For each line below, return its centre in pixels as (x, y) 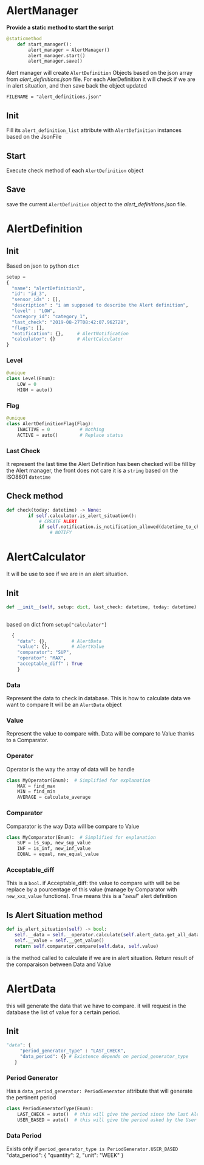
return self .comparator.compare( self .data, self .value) (87, 946)
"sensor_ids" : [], (36, 300)
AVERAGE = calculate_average (54, 798)
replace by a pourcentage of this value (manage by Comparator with (92, 889)
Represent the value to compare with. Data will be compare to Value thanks (100, 734)
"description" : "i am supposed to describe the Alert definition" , (100, 305)
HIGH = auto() (35, 390)
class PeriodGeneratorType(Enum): (50, 1109)
